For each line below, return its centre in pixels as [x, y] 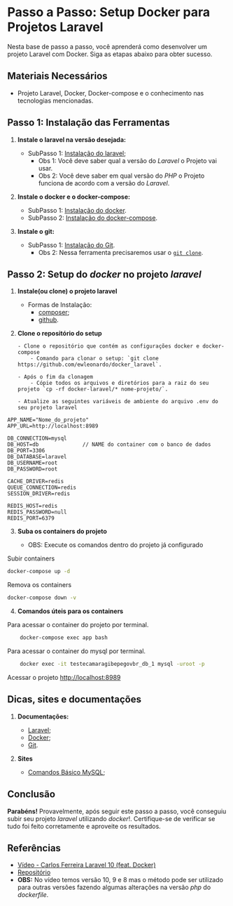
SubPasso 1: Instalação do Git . [71, 245]
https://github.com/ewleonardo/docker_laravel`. [90, 365]
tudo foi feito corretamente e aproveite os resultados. [84, 826]
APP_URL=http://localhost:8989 [53, 426]
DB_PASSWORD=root [33, 469]
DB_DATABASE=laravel [37, 457]
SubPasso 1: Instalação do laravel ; [77, 153]
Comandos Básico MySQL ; [66, 772]
